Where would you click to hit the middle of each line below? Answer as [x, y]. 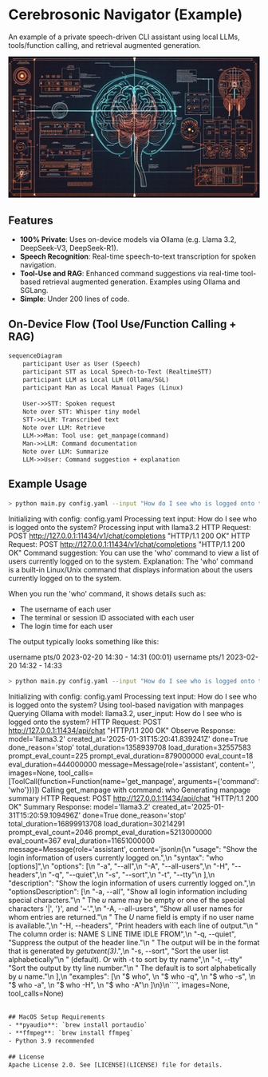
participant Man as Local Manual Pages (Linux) [103, 388]
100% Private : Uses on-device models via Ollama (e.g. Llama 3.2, [128, 240]
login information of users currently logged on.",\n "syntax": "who [116, 857]
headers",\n [28, 874]
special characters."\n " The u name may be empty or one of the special [127, 900]
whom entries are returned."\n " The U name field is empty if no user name [131, 917]
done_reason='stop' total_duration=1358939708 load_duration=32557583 [130, 747]
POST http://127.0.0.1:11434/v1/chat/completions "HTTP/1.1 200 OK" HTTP [129, 536]
